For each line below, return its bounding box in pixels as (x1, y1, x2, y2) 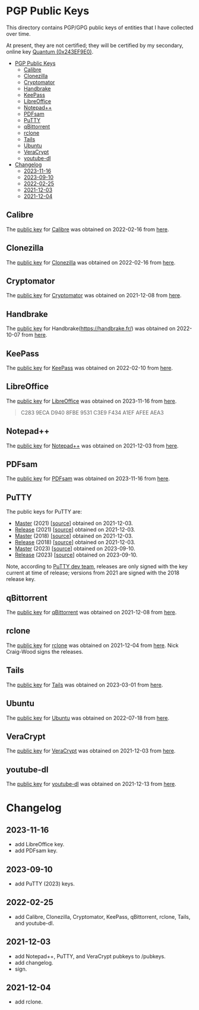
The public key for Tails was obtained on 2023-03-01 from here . (6, 681, 163, 688)
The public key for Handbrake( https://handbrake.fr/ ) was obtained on (6, 325, 176, 332)
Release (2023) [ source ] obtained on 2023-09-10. (14, 551, 138, 558)
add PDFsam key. (14, 847, 58, 854)
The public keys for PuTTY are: (6, 508, 82, 515)
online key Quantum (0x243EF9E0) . (6, 48, 94, 55)
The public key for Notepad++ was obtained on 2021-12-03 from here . (6, 442, 179, 449)
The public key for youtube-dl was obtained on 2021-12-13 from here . (6, 781, 176, 788)
